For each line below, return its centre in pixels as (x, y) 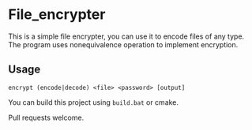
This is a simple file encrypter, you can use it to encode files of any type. (126, 36)
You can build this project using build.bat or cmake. (94, 102)
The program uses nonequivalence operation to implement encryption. (123, 44)
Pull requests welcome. (46, 117)
